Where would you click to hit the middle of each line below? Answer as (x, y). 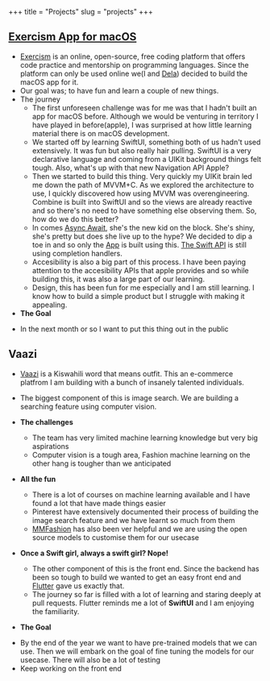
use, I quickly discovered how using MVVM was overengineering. (141, 193)
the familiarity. (56, 611)
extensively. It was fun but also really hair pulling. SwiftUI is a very (141, 150)
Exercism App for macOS (73, 37)
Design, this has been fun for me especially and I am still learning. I (143, 287)
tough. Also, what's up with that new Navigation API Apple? (131, 168)
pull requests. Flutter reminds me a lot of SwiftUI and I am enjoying (143, 603)
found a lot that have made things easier (99, 503)
